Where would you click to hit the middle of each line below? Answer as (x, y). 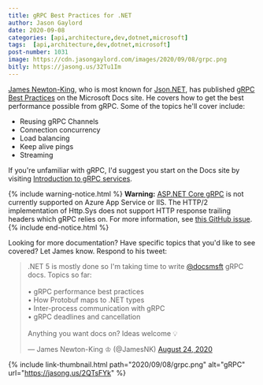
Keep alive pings (46, 146)
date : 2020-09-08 (37, 30)
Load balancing (44, 138)
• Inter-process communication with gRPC (96, 308)
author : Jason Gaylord (45, 23)
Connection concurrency (60, 129)
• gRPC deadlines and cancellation (84, 316)
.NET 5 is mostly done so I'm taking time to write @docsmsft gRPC (135, 266)
